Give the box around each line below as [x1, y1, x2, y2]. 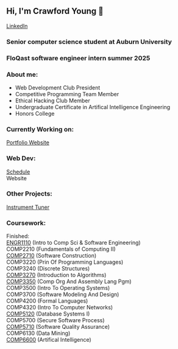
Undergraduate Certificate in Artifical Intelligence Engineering [15, 103, 171, 110]
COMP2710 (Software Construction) [6, 252, 97, 259]
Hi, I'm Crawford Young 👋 [6, 6, 104, 16]
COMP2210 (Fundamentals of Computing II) [6, 245, 116, 253]
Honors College [15, 110, 55, 117]
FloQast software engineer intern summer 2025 [6, 54, 151, 62]
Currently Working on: [6, 125, 74, 133]
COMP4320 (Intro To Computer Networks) [6, 304, 113, 311]
